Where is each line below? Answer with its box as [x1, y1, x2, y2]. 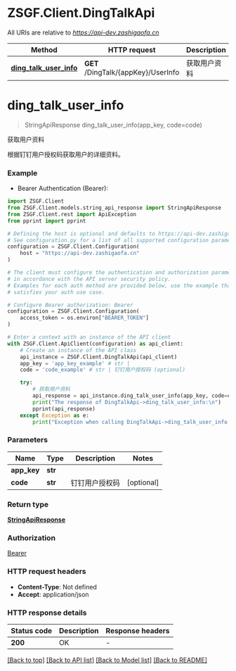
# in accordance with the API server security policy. [7, 275, 171, 282]
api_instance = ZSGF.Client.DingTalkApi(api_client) [20, 353, 178, 360]
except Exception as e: [20, 412, 90, 419]
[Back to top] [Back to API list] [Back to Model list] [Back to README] [7, 656, 207, 664]
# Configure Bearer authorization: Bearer [7, 301, 133, 308]
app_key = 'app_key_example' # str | [20, 360, 131, 367]
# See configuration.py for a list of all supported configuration [7, 237, 209, 244]
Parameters [7, 435, 48, 445]
